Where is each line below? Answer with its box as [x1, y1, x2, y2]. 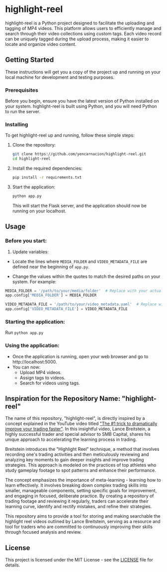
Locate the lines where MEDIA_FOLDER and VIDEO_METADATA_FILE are [12, 258, 148, 264]
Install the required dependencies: [12, 166, 83, 172]
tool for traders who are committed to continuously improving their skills [5, 524, 153, 530]
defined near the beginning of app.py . [12, 263, 89, 270]
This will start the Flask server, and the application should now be [12, 202, 147, 208]
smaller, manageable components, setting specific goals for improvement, [5, 488, 157, 494]
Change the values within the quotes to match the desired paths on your [12, 273, 161, 279]
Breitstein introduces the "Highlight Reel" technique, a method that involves [5, 446, 160, 452]
